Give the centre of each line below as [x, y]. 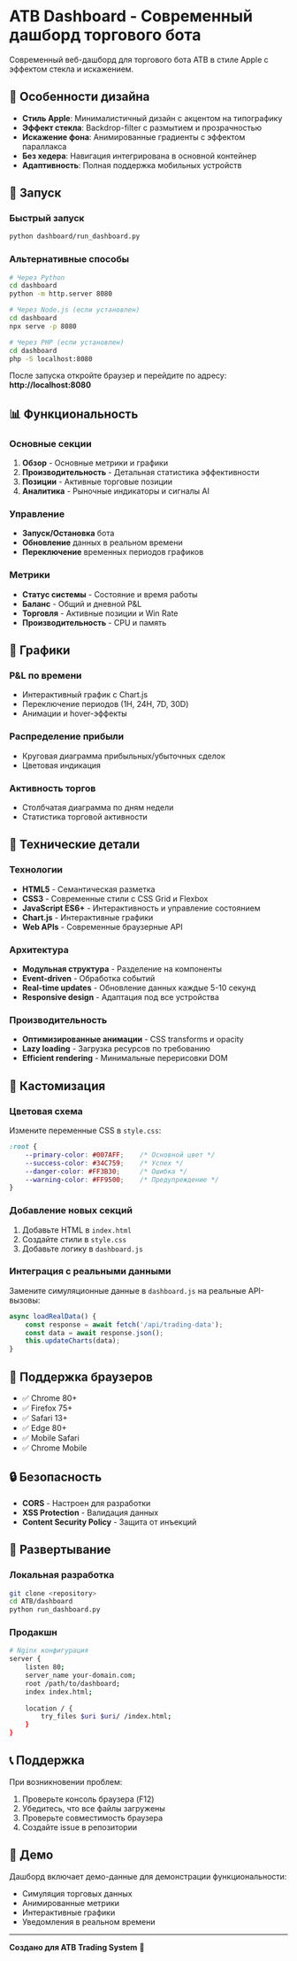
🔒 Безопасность [56, 1477]
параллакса [44, 146]
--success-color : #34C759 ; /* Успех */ [104, 1163]
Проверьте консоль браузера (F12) [88, 1799]
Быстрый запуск [47, 219]
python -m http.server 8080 [61, 294]
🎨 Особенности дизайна [80, 97]
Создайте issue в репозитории [80, 1827]
